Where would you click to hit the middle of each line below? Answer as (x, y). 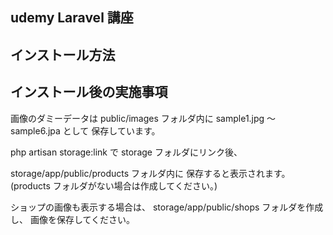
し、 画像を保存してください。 (73, 219)
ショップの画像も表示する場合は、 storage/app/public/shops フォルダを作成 (167, 207)
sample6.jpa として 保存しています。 (85, 130)
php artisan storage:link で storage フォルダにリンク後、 (126, 152)
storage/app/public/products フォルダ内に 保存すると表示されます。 (150, 173)
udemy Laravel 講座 (72, 18)
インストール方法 (63, 54)
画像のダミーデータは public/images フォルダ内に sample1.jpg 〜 (143, 118)
